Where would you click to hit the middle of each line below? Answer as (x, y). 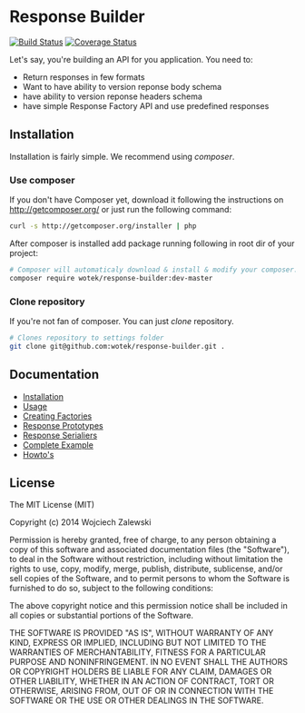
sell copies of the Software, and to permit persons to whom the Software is (150, 579)
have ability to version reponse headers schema (112, 96)
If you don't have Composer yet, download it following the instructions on (147, 200)
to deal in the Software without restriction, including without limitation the (146, 560)
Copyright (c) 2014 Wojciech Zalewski (80, 522)
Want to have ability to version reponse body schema (122, 86)
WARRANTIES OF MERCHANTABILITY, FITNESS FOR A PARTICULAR (138, 652)
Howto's (38, 454)
